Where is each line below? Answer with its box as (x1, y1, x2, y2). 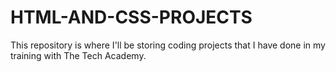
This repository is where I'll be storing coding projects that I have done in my (10, 39, 326, 51)
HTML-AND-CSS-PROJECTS (10, 6, 253, 29)
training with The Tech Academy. (10, 49, 147, 61)
